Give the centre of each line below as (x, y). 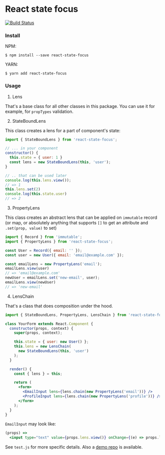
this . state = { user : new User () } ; (52, 342)
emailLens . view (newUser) (30, 282)
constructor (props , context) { (41, 328)
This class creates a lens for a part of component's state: (63, 130)
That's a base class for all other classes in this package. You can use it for (80, 106)
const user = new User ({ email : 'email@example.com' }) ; (65, 255)
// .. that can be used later (36, 175)
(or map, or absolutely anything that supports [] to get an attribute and (77, 223)
